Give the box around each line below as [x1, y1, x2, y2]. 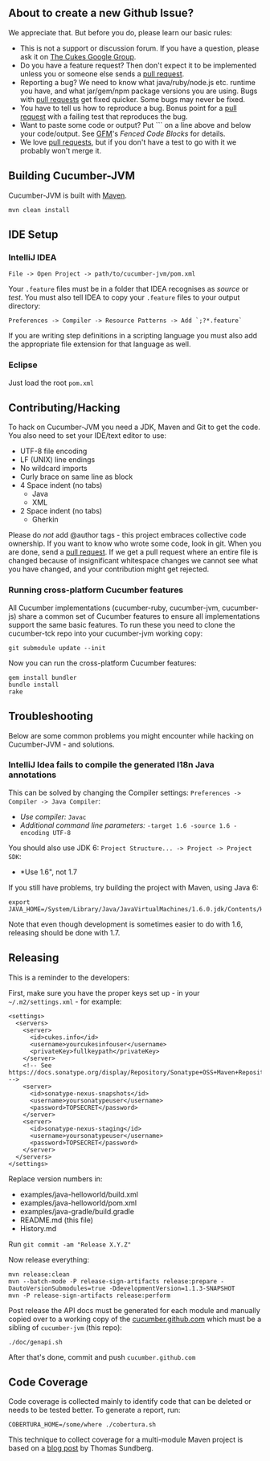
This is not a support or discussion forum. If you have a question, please [19, 43, 260, 53]
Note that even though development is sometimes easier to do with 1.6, [8, 919, 243, 929]
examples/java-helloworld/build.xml [19, 1189, 139, 1199]
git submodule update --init [8, 644, 106, 652]
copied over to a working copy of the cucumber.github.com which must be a [8, 1314, 262, 1324]
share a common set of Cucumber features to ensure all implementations [18, 611, 260, 621]
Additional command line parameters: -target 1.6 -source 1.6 [19, 820, 231, 830]
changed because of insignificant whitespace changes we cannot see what [8, 556, 259, 566]
